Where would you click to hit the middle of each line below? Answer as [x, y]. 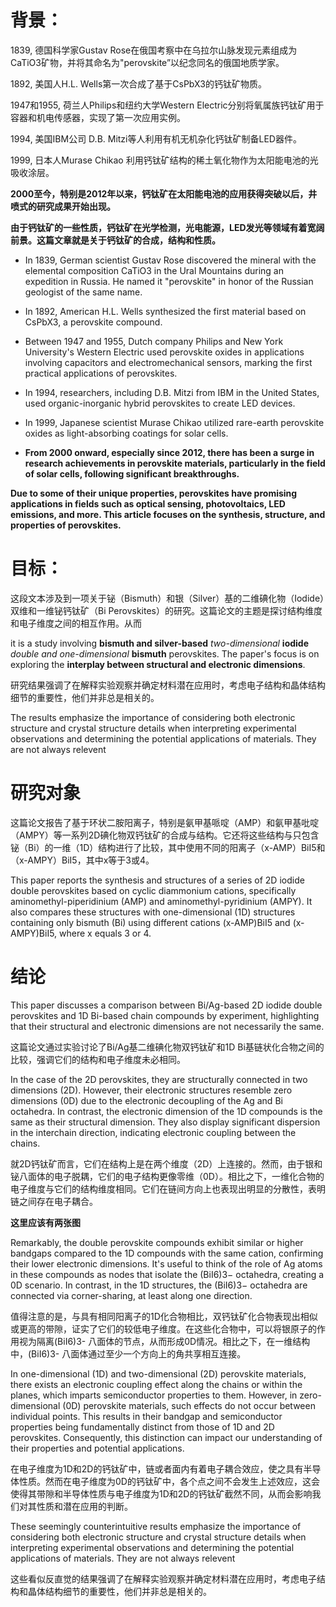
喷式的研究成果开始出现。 [63, 206]
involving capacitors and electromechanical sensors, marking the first [168, 362]
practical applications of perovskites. [101, 373]
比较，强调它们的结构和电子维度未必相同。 [98, 1059]
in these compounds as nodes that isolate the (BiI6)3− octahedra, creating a [167, 1274]
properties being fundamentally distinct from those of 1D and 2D [142, 1427]
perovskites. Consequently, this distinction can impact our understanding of [166, 1437]
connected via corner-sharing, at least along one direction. [131, 1295]
